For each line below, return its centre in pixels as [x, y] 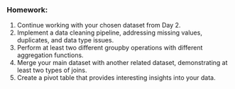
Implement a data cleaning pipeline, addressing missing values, [110, 32]
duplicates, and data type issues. [65, 40]
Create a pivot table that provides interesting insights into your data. [116, 78]
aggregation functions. [50, 55]
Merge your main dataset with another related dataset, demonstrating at [122, 63]
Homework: [27, 10]
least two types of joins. [52, 70]
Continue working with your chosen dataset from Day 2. [99, 25]
